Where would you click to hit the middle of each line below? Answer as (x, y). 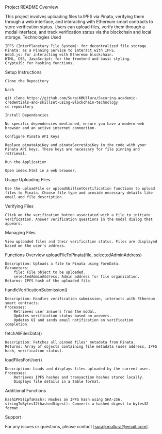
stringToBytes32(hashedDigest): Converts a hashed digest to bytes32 (77, 404)
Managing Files (20, 233)
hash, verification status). (34, 351)
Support (13, 417)
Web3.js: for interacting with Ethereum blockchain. (59, 55)
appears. (14, 224)
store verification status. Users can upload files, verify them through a (75, 27)
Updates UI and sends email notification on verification (73, 320)
